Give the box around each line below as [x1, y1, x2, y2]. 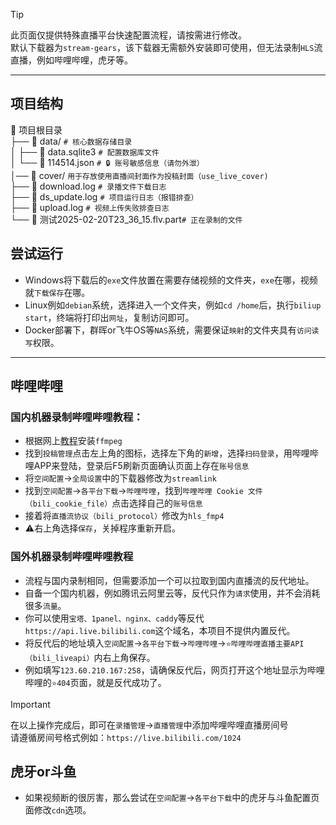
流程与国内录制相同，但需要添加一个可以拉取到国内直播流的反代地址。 [24, 574, 315, 586]
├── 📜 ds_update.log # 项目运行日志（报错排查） [10, 190, 199, 203]
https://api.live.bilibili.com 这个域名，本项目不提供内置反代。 [24, 624, 296, 636]
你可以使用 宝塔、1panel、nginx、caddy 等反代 [24, 612, 205, 624]
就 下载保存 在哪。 [24, 286, 91, 298]
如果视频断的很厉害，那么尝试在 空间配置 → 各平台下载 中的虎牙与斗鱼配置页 [24, 792, 320, 804]
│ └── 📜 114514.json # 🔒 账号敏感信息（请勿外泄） [10, 156, 205, 168]
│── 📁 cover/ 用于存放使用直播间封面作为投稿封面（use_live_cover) [10, 169, 269, 181]
